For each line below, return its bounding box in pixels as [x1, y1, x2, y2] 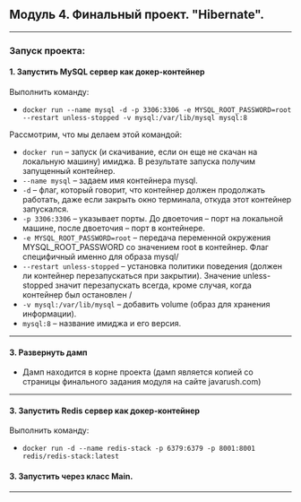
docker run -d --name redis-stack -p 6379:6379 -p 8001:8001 [21, 444, 256, 454]
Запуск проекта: [9, 44, 86, 56]
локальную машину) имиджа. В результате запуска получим [21, 156, 256, 167]
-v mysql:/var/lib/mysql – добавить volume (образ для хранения [21, 299, 271, 309]
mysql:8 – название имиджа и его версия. [21, 317, 182, 328]
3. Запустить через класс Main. [9, 471, 133, 481]
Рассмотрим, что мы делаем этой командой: [9, 129, 182, 140]
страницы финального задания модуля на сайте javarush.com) [21, 376, 262, 387]
